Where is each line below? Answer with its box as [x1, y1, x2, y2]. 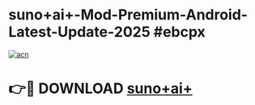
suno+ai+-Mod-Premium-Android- [8, 6, 249, 24]
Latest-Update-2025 [8, 23, 151, 41]
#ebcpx [153, 23, 206, 41]
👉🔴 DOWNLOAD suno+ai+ [8, 79, 193, 98]
